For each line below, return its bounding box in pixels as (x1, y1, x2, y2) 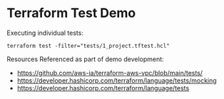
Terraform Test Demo (6, 5, 136, 21)
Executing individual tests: (6, 28, 83, 37)
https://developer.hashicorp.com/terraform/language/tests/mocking (16, 76, 217, 85)
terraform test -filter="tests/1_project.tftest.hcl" (6, 42, 170, 49)
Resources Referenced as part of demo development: (6, 55, 165, 63)
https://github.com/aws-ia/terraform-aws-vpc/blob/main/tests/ (16, 68, 203, 77)
